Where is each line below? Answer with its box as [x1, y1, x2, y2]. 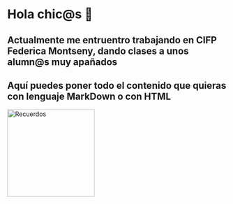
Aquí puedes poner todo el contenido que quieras [7, 80, 227, 92]
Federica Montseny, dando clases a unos [7, 45, 190, 57]
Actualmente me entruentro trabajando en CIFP [7, 34, 218, 46]
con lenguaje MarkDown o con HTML [7, 90, 172, 102]
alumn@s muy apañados [7, 56, 118, 68]
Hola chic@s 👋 [7, 6, 93, 22]
